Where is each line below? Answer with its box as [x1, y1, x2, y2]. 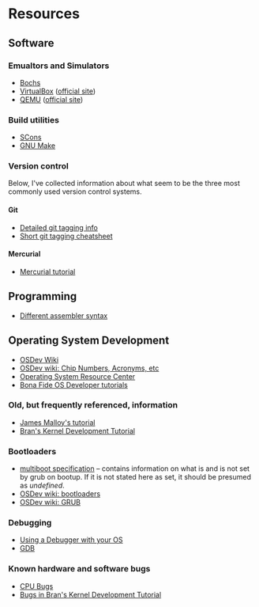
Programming [8, 290, 77, 303]
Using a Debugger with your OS [19, 535, 124, 544]
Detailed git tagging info [19, 222, 99, 232]
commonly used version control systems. [8, 187, 142, 196]
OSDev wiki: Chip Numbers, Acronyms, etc [19, 363, 160, 373]
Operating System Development [8, 334, 170, 347]
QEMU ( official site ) [19, 94, 84, 104]
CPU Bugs [19, 581, 54, 590]
